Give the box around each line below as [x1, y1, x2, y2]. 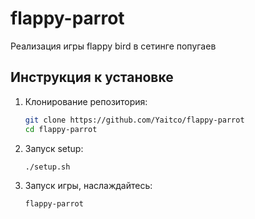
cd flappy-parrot [24, 124, 98, 134]
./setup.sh [24, 162, 71, 172]
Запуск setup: [24, 142, 84, 154]
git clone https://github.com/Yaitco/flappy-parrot [24, 115, 245, 125]
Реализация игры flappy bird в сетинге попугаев [10, 40, 217, 52]
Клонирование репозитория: [24, 95, 148, 107]
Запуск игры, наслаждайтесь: [24, 180, 153, 192]
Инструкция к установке [10, 69, 174, 86]
